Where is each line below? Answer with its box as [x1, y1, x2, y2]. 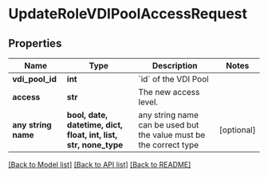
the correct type [138, 140, 199, 150]
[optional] [219, 124, 256, 136]
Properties [8, 37, 62, 50]
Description [152, 61, 198, 71]
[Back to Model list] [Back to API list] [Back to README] [8, 160, 191, 169]
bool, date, [66, 109, 108, 120]
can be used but [138, 120, 199, 130]
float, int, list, [66, 129, 118, 140]
